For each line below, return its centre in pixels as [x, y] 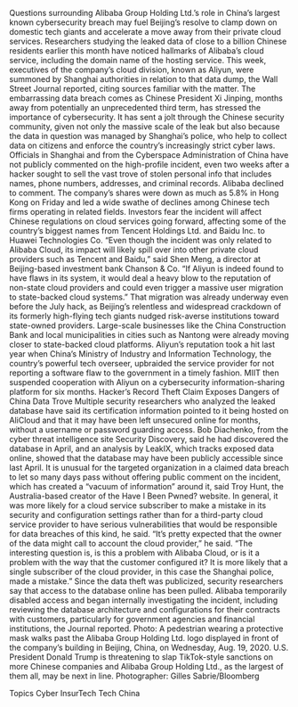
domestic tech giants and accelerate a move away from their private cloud [145, 32]
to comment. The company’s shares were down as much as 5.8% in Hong [144, 193]
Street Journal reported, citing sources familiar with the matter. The [133, 89]
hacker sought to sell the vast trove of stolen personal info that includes [141, 174]
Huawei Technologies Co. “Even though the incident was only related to [141, 240]
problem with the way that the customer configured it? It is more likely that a [149, 562]
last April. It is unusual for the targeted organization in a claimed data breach [149, 468]
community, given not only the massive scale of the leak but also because [145, 127]
